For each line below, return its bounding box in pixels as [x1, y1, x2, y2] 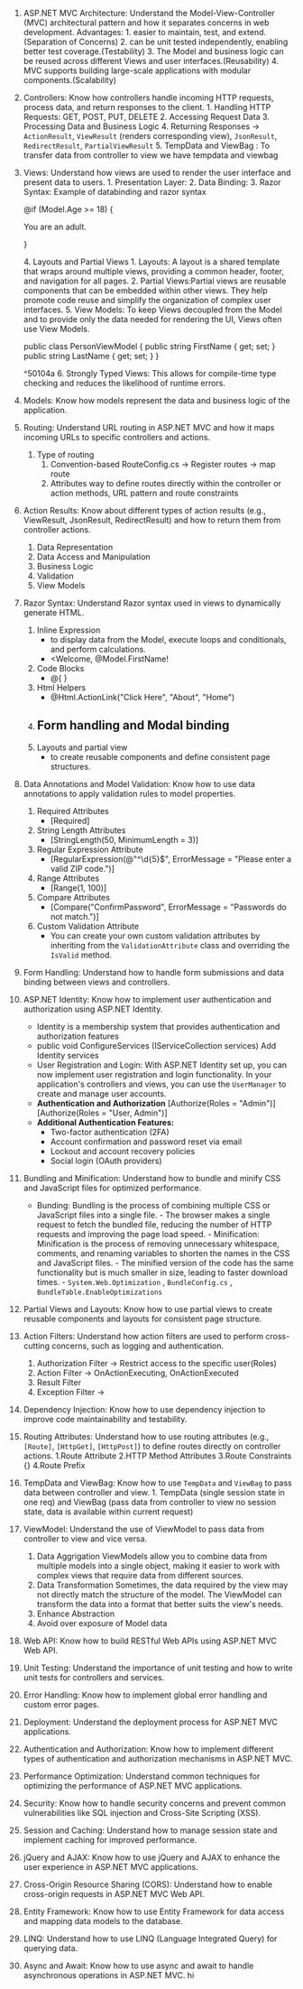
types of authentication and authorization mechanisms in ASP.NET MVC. [23, 1753, 294, 1763]
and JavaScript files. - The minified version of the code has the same [36, 1257, 294, 1268]
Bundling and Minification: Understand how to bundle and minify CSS [23, 1172, 281, 1183]
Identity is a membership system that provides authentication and [36, 1021, 280, 1032]
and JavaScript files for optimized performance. [23, 1182, 202, 1193]
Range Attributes [36, 873, 100, 883]
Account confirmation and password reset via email [50, 1136, 243, 1147]
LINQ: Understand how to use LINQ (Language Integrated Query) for [23, 1933, 278, 1944]
